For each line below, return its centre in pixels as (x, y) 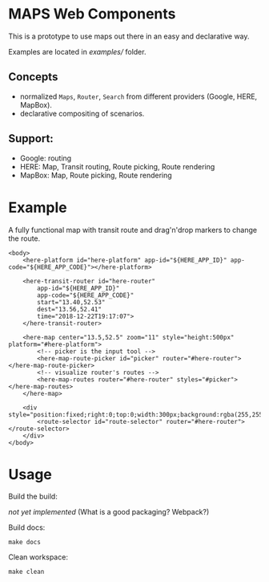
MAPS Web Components (92, 14)
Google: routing (46, 158)
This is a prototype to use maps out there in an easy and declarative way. (129, 36)
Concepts (33, 77)
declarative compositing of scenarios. (82, 113)
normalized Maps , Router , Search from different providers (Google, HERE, (139, 96)
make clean (26, 572)
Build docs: (27, 527)
